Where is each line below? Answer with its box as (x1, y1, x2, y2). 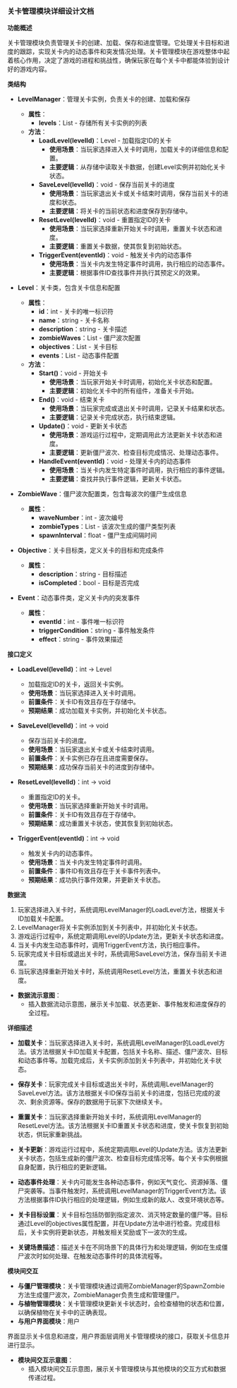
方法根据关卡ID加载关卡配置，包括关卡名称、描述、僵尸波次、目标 (36, 1048, 228, 1056)
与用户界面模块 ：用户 (17, 1317, 80, 1326)
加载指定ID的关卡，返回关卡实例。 (28, 680, 128, 689)
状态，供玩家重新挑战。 (17, 1130, 86, 1139)
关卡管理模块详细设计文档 (7, 6, 95, 16)
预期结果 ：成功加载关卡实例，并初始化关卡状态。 (28, 706, 171, 715)
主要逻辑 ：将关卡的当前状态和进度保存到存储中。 (49, 207, 192, 216)
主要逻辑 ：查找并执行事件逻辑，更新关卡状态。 (49, 474, 186, 484)
